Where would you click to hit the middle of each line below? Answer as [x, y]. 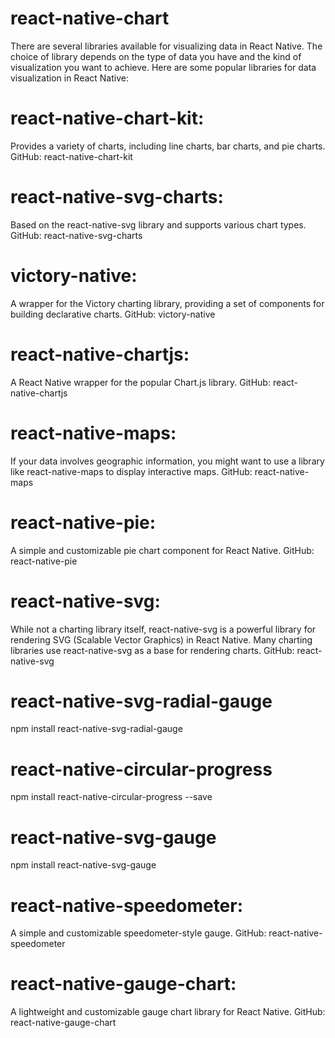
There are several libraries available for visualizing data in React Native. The [166, 46]
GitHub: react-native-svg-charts [76, 235]
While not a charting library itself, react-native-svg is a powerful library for [163, 629]
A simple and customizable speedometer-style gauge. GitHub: [138, 933]
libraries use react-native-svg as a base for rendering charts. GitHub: [152, 650]
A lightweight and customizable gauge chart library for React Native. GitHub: [168, 1012]
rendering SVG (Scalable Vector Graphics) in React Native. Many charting [161, 639]
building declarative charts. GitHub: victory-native [113, 314]
